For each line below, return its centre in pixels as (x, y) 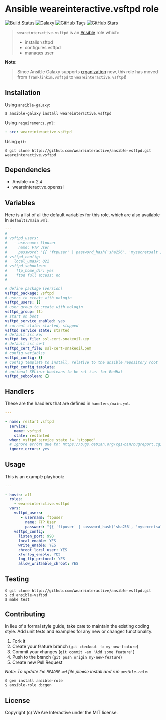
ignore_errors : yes (30, 449)
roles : (16, 499)
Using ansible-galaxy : (28, 105)
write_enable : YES (37, 545)
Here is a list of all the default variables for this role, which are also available (82, 215)
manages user (39, 53)
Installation (23, 93)
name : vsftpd (27, 431)
